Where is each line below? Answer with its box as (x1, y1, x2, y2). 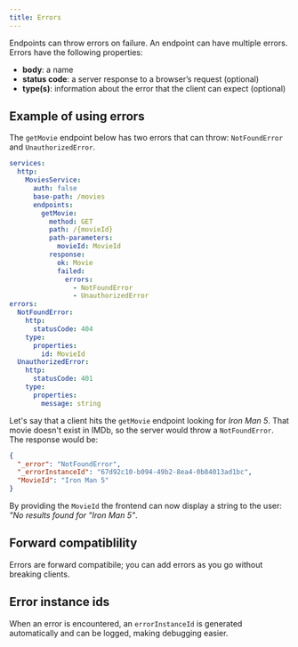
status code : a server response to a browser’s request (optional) (21, 73, 260, 85)
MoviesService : (25, 175, 82, 185)
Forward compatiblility (9, 536, 138, 551)
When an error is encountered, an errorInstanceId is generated (9, 618, 243, 628)
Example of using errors (9, 109, 145, 125)
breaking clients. (9, 569, 70, 579)
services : (9, 159, 46, 168)
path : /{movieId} (48, 225, 114, 234)
